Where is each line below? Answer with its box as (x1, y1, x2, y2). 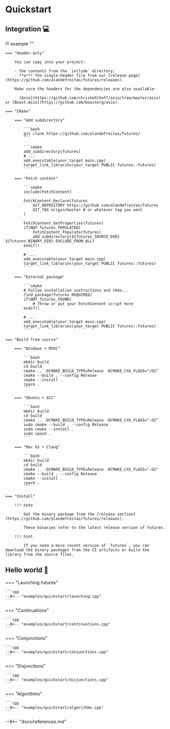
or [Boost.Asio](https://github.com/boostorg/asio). (5, 100, 120, 105)
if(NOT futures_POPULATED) (23, 225, 81, 230)
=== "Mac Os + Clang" (14, 445, 60, 450)
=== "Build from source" (5, 337, 58, 342)
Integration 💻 (5, 25, 50, 33)
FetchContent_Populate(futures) (32, 230, 102, 235)
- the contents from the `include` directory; (14, 69, 115, 74)
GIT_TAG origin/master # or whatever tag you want (32, 207, 143, 212)
